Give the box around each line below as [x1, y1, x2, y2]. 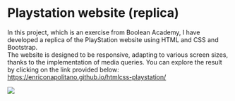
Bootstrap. [7, 43, 38, 51]
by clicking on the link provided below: [7, 65, 119, 74]
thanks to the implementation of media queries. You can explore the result [7, 58, 222, 66]
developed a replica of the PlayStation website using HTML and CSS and [7, 35, 219, 43]
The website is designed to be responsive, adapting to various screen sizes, [7, 50, 228, 59]
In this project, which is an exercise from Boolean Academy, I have [7, 28, 200, 36]
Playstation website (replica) [7, 5, 179, 21]
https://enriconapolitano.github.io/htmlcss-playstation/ [7, 72, 167, 81]
